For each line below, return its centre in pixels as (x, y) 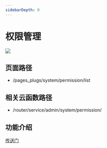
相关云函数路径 (29, 98)
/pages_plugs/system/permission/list (51, 80)
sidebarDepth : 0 (22, 10)
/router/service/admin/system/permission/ (57, 110)
